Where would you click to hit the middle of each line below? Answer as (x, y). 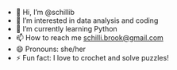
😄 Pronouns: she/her (50, 49)
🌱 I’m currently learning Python (66, 29)
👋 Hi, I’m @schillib (45, 12)
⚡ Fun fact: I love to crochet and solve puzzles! (92, 58)
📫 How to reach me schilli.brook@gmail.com (90, 38)
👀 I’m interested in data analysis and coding (87, 20)
